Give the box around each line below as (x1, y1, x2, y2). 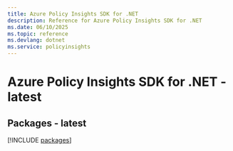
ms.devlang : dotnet (7, 37, 66, 44)
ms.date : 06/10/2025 (7, 23, 69, 30)
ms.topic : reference (7, 30, 69, 38)
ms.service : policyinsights (7, 43, 91, 50)
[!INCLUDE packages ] (7, 136, 72, 144)
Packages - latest (7, 117, 87, 129)
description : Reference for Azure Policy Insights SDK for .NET (7, 17, 202, 24)
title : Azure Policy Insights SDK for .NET (7, 10, 139, 18)
